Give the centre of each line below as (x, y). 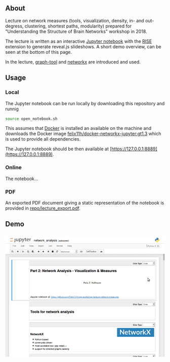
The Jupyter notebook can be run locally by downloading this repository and (85, 103)
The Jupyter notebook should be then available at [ (58, 149)
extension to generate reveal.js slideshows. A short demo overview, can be (83, 46)
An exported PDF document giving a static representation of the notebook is (85, 203)
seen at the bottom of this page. (39, 52)
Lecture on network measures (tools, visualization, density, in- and (75, 20)
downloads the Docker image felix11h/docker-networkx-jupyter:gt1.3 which (83, 134)
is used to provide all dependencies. (43, 139)
